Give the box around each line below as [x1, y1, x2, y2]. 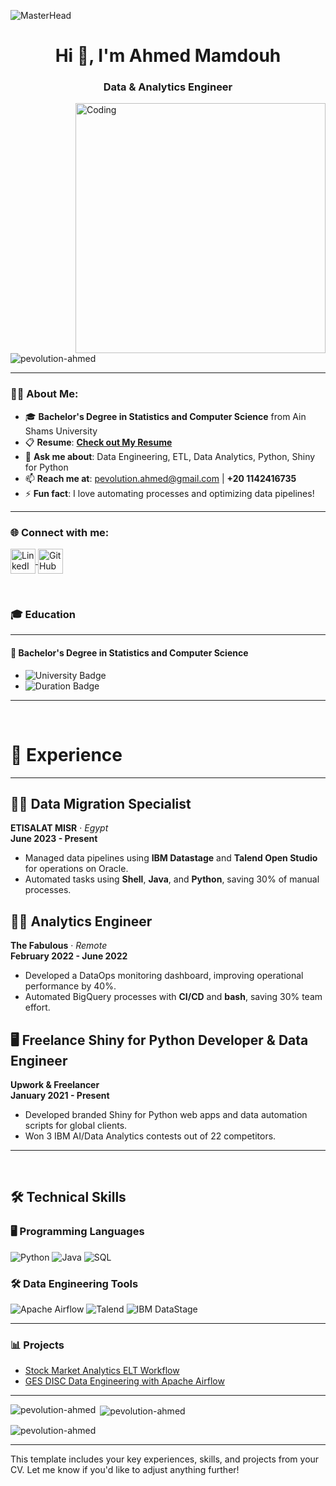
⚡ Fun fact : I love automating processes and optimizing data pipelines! [24, 487, 315, 499]
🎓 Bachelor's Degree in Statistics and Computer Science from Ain [24, 410, 307, 422]
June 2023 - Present [10, 833, 98, 845]
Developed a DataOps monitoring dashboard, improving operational [24, 970, 304, 982]
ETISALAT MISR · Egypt [10, 822, 109, 834]
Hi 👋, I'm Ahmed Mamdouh [54, 45, 282, 67]
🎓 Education [10, 608, 76, 621]
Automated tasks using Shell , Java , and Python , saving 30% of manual [24, 873, 320, 885]
